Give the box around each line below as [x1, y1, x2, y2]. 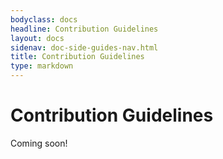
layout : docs [10, 33, 65, 43]
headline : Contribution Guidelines [10, 24, 159, 34]
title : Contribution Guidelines [10, 52, 145, 62]
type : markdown [10, 61, 74, 71]
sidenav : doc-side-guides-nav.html [10, 42, 159, 53]
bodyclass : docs [10, 14, 78, 25]
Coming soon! [10, 137, 68, 149]
